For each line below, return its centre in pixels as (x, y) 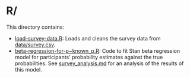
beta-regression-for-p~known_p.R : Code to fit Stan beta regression (97, 50)
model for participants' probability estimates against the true (89, 57)
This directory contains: (35, 27)
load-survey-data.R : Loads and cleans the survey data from (88, 38)
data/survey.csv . (35, 45)
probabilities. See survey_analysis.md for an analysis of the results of (99, 63)
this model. (28, 69)
